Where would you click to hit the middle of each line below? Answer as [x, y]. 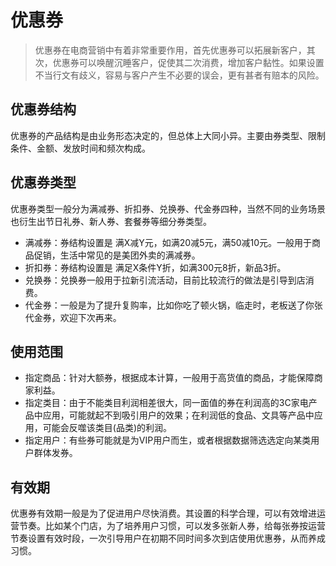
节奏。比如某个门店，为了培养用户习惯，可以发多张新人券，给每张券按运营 [172, 526]
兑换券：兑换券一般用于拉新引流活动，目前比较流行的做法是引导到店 [165, 280]
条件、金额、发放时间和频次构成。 [80, 148]
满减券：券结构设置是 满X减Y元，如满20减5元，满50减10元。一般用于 [168, 242]
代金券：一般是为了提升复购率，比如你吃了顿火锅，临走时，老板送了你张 [173, 305]
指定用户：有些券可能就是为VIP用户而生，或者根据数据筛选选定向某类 [168, 440]
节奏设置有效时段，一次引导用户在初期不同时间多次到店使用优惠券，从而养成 [168, 538]
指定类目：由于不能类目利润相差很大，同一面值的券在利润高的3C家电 [166, 403]
